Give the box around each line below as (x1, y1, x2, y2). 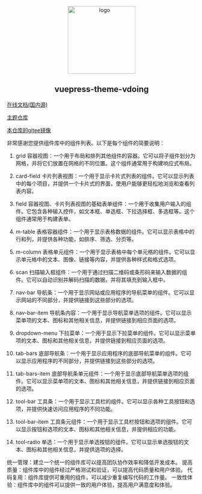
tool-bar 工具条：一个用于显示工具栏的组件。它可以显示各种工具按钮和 (15, 397, 190, 405)
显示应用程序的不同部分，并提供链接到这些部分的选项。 (20, 357, 158, 364)
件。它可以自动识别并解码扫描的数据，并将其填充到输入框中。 (15, 276, 169, 283)
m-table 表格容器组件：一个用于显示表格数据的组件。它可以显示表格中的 (15, 228, 195, 235)
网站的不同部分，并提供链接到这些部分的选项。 (20, 296, 137, 303)
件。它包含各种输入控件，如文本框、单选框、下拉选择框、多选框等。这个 (15, 207, 195, 215)
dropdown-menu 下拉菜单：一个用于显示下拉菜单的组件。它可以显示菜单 (15, 329, 196, 337)
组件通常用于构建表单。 (15, 215, 74, 222)
